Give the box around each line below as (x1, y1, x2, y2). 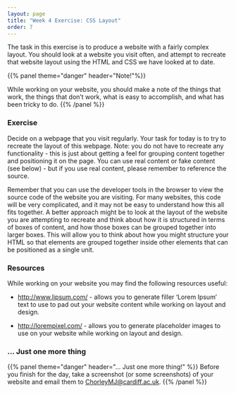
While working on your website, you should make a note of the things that (7, 86, 221, 94)
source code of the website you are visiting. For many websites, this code (7, 192, 221, 201)
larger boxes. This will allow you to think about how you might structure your (7, 230, 229, 239)
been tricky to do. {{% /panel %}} (7, 100, 105, 109)
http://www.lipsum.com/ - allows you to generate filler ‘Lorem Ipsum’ (17, 293, 217, 301)
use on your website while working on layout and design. (17, 329, 183, 337)
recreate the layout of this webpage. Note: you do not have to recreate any (7, 141, 224, 150)
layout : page (7, 10, 46, 18)
